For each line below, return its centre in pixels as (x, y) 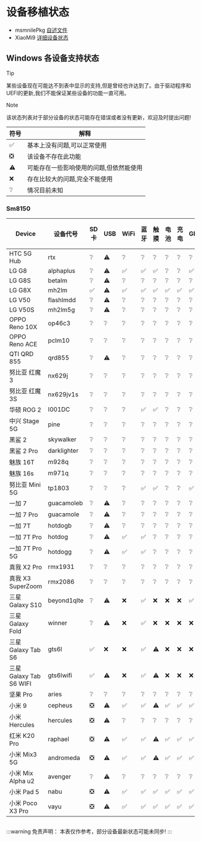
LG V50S (22, 310)
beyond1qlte (66, 601)
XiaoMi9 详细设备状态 (42, 37)
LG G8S (20, 281)
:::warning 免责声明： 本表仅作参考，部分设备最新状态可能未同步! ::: (89, 831)
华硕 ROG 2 (25, 410)
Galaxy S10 (25, 605)
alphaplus (62, 271)
